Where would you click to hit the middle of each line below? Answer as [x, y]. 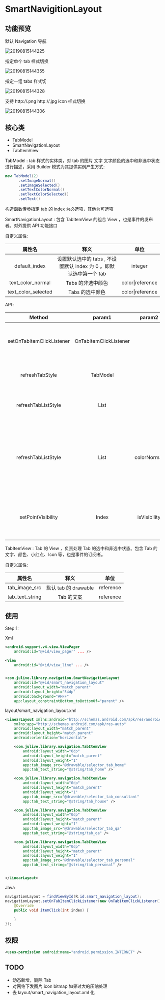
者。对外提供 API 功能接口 [31, 226]
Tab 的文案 [70, 597]
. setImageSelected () [39, 185]
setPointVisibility [39, 517]
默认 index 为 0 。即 [87, 266]
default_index [30, 266]
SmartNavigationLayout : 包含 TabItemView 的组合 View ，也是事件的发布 [79, 220]
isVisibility [149, 517]
